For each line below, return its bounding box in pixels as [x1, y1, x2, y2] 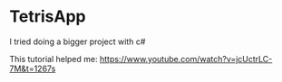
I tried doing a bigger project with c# [9, 36, 146, 47]
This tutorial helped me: [9, 53, 98, 64]
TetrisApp [9, 6, 86, 27]
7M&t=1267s [9, 63, 56, 74]
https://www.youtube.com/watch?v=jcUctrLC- [99, 53, 273, 64]
